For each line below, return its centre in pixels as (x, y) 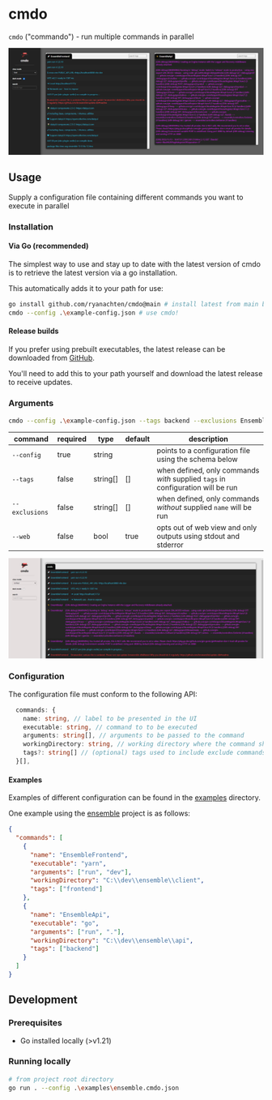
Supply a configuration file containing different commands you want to (126, 197)
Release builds (34, 331)
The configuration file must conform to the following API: (103, 694)
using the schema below (198, 459)
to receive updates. (40, 382)
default (138, 439)
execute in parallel (39, 205)
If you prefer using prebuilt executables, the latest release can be (117, 349)
